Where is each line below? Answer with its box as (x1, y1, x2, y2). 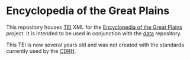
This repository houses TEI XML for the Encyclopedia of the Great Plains (6, 24, 182, 31)
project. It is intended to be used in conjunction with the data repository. (6, 29, 182, 36)
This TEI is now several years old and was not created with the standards (6, 41, 185, 48)
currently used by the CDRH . (6, 47, 76, 54)
